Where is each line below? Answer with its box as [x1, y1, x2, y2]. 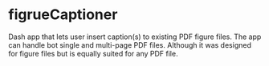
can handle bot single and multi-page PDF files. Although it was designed [8, 40, 251, 49]
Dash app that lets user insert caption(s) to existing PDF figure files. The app [8, 32, 262, 41]
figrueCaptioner [8, 6, 118, 24]
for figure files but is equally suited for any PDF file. [8, 49, 178, 58]
